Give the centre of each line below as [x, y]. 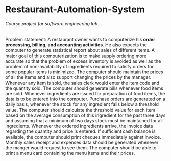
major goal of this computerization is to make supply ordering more [76, 56]
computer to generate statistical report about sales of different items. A [80, 50]
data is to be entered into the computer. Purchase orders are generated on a [86, 99]
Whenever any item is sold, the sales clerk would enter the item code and [82, 83]
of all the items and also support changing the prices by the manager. [78, 77]
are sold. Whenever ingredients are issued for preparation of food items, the [85, 94]
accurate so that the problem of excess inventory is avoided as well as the [83, 61]
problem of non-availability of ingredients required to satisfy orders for [80, 67]
